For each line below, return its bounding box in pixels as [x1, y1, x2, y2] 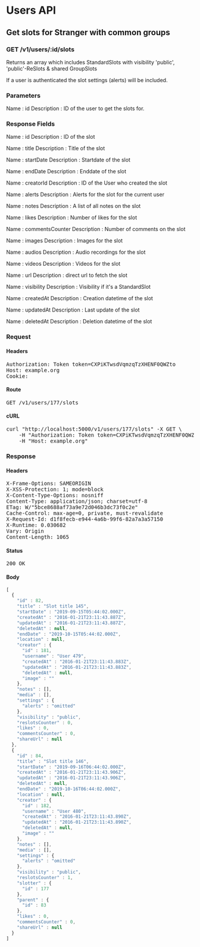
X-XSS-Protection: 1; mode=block [6, 486, 104, 493]
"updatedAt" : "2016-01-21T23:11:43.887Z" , [17, 620, 127, 626]
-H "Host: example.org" [18, 438, 88, 444]
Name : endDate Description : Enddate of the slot [6, 168, 127, 175]
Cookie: [6, 373, 29, 379]
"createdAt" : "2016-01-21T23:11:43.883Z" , [21, 659, 132, 665]
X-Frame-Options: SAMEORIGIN [6, 480, 91, 487]
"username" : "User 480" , [21, 808, 86, 814]
